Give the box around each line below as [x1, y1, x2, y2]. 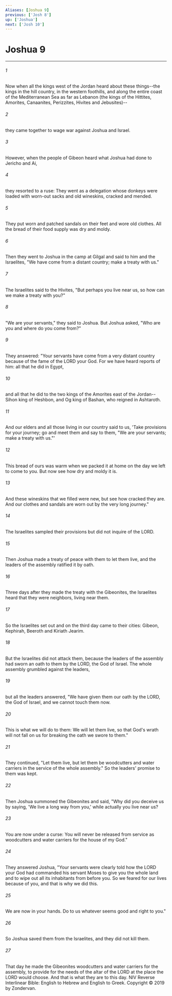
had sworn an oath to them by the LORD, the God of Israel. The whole [5, 661, 152, 667]
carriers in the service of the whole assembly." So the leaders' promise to [5, 765, 160, 771]
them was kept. [5, 771, 38, 777]
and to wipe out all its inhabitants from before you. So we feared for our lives [5, 875, 167, 881]
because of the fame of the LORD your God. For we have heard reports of [5, 358, 160, 364]
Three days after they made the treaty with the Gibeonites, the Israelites [5, 589, 157, 595]
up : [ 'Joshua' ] [5, 17, 38, 22]
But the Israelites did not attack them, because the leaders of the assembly [5, 655, 164, 661]
